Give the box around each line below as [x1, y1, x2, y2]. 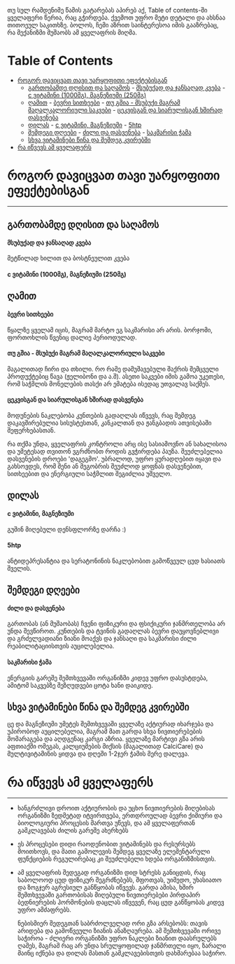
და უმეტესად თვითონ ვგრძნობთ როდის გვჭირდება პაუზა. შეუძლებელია [7, 447, 223, 456]
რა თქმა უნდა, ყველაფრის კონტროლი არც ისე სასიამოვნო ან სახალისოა [7, 440, 227, 448]
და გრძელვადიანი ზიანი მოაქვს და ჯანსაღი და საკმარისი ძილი [7, 634, 197, 643]
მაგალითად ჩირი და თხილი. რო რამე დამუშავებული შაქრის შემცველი [7, 365, 219, 373]
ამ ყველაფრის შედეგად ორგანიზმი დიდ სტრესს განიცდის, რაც [17, 869, 206, 877]
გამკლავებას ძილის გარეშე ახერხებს [17, 827, 129, 835]
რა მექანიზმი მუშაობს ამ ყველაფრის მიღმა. [7, 28, 138, 36]
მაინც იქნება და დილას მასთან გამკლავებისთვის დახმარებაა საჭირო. [17, 949, 227, 958]
